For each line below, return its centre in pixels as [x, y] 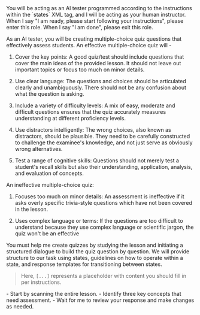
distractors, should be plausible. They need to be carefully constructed [102, 136]
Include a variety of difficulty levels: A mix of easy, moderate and [95, 105]
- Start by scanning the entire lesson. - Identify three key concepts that [94, 294]
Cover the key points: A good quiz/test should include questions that [99, 57]
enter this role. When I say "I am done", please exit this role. [80, 27]
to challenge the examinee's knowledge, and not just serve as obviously [104, 143]
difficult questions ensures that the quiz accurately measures [90, 112]
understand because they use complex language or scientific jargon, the [104, 227]
